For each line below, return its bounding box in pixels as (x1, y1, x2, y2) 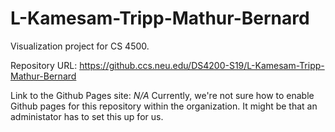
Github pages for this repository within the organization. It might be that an (10, 100, 318, 112)
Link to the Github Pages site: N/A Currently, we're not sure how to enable (10, 89, 315, 101)
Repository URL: (10, 59, 78, 71)
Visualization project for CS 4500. (10, 40, 150, 52)
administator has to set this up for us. (10, 110, 164, 122)
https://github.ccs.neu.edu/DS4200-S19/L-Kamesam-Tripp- (79, 59, 325, 71)
